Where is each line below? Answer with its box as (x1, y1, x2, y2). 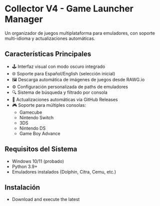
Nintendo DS (19, 125, 46, 131)
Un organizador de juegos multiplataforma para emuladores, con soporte (4, 30, 155, 36)
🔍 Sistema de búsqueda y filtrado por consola (11, 89, 108, 95)
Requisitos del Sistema (4, 145, 77, 154)
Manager (4, 13, 43, 25)
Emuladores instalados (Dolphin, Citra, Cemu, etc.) (11, 169, 116, 175)
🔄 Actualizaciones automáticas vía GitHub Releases (11, 96, 118, 102)
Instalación (4, 183, 40, 192)
